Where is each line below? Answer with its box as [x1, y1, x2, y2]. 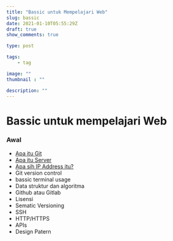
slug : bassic [6, 15, 40, 21]
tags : [6, 54, 20, 60]
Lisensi [15, 195, 34, 202]
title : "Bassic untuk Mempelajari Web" [6, 9, 108, 15]
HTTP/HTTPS [15, 215, 50, 222]
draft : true [6, 26, 37, 33]
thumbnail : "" [6, 76, 45, 83]
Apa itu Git [15, 150, 42, 157]
